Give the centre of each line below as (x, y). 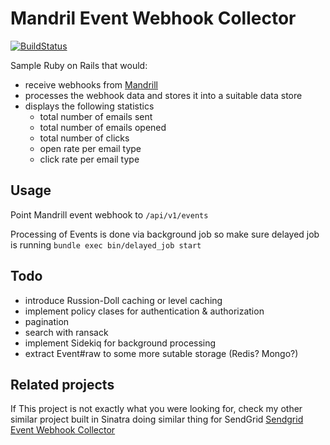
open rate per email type (90, 148)
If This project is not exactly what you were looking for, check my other (156, 409)
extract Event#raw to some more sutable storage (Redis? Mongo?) (161, 353)
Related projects (62, 384)
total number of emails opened (103, 127)
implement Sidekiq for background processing (120, 343)
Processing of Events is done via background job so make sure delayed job (165, 234)
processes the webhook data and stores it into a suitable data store (163, 95)
